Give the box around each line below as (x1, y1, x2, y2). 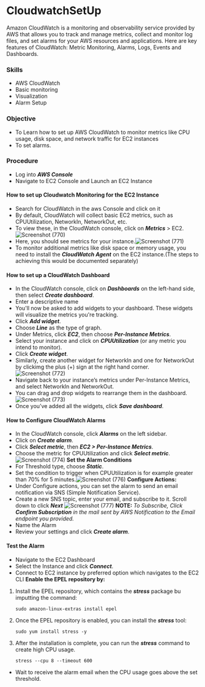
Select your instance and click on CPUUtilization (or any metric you (15, 337, 187, 345)
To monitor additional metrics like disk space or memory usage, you (15, 244, 187, 252)
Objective (6, 114, 36, 123)
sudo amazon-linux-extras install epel (15, 606, 117, 612)
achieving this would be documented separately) (15, 257, 139, 265)
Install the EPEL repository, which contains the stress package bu (15, 587, 181, 595)
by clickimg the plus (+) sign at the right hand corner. (15, 363, 150, 371)
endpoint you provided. (15, 515, 75, 522)
